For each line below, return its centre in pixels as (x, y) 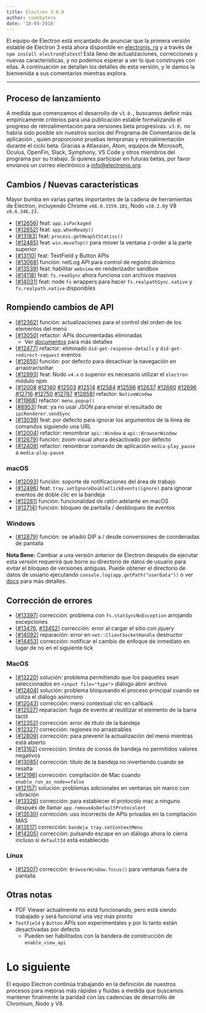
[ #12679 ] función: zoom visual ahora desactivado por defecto (93, 439)
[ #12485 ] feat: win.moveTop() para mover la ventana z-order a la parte (103, 242)
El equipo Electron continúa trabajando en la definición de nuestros (91, 984)
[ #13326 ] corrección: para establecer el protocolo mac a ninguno (98, 801)
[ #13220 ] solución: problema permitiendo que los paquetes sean (97, 677)
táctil (21, 716)
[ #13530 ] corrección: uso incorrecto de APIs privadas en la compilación (106, 814)
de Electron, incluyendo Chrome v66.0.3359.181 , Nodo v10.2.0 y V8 (91, 206)
